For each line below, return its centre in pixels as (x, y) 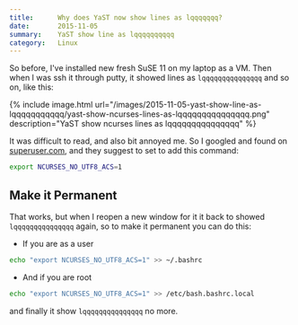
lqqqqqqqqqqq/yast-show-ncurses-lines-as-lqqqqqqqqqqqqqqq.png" (140, 114)
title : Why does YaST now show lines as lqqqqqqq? (116, 18)
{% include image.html (51, 105)
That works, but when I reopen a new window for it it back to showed (137, 216)
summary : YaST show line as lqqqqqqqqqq (92, 34)
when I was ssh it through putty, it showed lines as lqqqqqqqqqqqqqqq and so (149, 78)
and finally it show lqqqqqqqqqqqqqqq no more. (94, 311)
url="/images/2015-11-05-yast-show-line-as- (178, 105)
